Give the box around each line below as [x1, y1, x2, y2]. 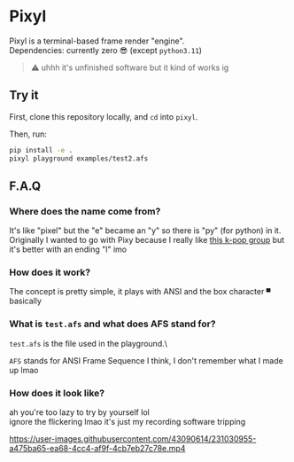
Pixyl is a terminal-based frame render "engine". [9, 35, 185, 46]
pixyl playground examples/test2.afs [9, 153, 149, 163]
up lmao [9, 364, 39, 375]
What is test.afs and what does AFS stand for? [9, 317, 216, 330]
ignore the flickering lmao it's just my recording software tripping [9, 417, 246, 427]
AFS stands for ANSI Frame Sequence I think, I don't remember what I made [9, 355, 283, 365]
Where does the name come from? [9, 205, 161, 217]
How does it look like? [9, 387, 104, 399]
